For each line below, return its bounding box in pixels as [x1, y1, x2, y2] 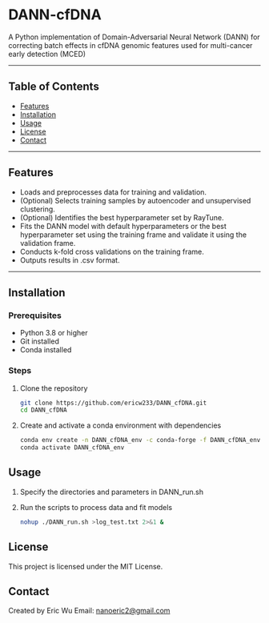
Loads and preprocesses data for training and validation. [19, 187, 207, 197]
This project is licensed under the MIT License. [8, 561, 163, 571]
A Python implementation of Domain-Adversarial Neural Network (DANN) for [8, 32, 260, 42]
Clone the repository [19, 383, 88, 393]
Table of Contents [8, 80, 100, 94]
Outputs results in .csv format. [19, 255, 120, 265]
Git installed [19, 336, 60, 346]
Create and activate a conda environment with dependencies [19, 420, 222, 430]
